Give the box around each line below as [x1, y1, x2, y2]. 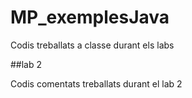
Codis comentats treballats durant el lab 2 [10, 77, 183, 90]
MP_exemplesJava [10, 6, 170, 29]
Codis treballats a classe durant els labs [10, 39, 175, 51]
